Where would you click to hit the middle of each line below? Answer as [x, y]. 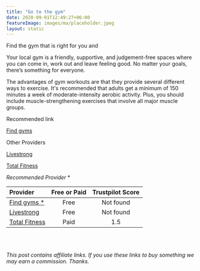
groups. [16, 107]
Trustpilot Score [116, 192]
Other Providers [26, 143]
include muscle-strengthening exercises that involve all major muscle [92, 101]
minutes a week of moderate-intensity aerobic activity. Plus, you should [95, 95]
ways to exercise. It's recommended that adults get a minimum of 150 [92, 89]
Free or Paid [69, 192]
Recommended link [30, 119]
